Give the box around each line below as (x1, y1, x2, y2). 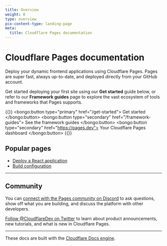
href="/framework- (111, 114, 151, 120)
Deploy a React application (12, 157, 68, 163)
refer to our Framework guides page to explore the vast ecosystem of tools (5, 94, 160, 100)
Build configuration (12, 163, 52, 169)
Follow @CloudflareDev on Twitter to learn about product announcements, (5, 215, 158, 222)
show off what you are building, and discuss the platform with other (5, 200, 144, 207)
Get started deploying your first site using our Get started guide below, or (5, 88, 156, 95)
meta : (5, 26, 16, 31)
